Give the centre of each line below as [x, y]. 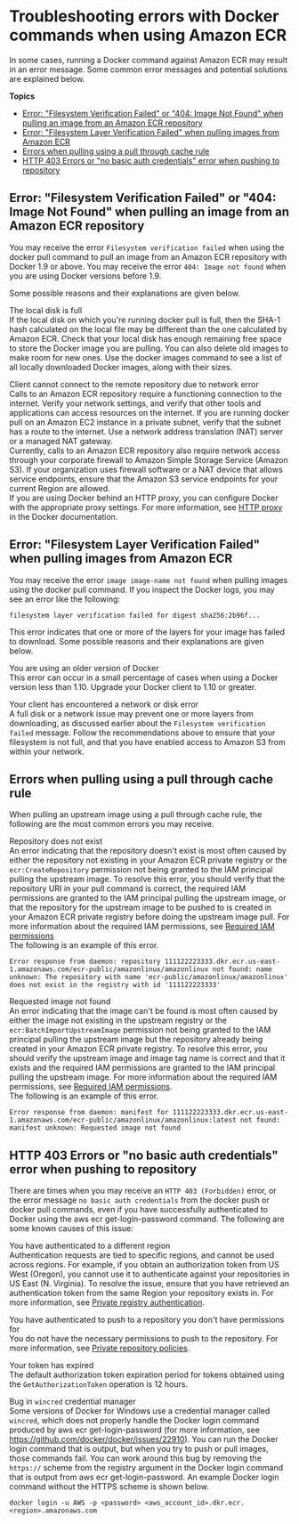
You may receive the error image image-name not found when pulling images [149, 580]
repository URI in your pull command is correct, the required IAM [128, 888]
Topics [22, 96]
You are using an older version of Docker [84, 668]
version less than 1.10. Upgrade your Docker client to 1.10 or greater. [133, 686]
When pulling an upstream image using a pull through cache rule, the [136, 815]
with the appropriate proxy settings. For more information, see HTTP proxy [146, 507]
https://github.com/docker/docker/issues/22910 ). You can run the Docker [144, 1439]
